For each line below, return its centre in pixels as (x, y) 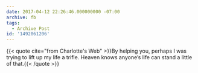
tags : (13, 23)
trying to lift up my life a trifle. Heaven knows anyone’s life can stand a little (99, 57)
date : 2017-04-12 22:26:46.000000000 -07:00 (63, 12)
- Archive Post (31, 28)
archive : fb (21, 17)
